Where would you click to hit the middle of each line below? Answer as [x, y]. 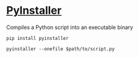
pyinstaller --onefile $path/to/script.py [60, 49]
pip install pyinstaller [37, 38]
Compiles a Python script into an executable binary [70, 27]
